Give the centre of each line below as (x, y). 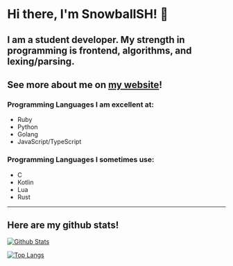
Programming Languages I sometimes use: (81, 160)
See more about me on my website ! (85, 85)
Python (27, 127)
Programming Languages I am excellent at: (81, 105)
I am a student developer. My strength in (96, 40)
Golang (27, 134)
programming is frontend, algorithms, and (100, 50)
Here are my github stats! (63, 225)
